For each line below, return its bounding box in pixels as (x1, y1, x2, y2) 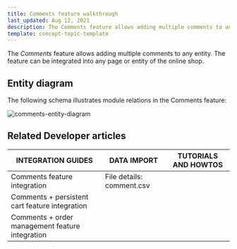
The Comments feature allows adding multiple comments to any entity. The (7, 49, 226, 58)
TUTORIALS (177, 151, 219, 161)
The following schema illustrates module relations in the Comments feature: (7, 96, 227, 104)
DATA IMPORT (109, 155, 159, 165)
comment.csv (104, 181, 150, 190)
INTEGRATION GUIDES (16, 155, 93, 165)
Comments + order (11, 212, 74, 222)
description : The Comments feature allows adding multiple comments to (7, 23, 222, 30)
